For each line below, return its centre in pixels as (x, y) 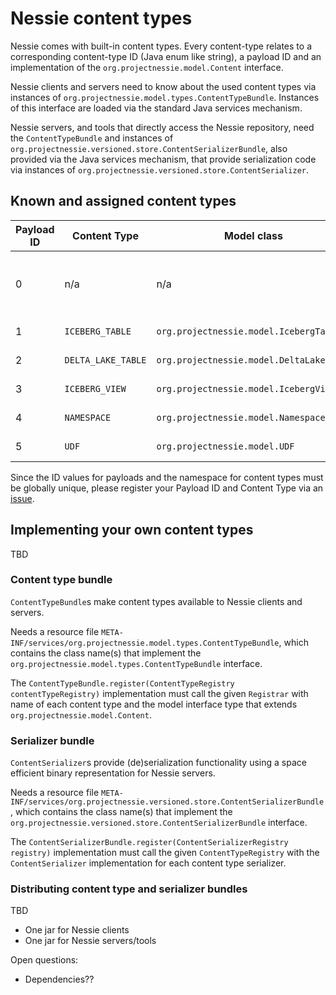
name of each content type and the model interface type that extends (154, 704)
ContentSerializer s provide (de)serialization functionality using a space (158, 763)
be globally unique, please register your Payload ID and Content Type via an (167, 488)
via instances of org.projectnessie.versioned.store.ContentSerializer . (160, 169)
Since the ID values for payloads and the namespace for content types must (167, 477)
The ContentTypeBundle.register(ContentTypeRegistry (122, 683)
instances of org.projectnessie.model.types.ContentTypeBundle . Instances (165, 97)
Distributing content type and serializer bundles (129, 889)
